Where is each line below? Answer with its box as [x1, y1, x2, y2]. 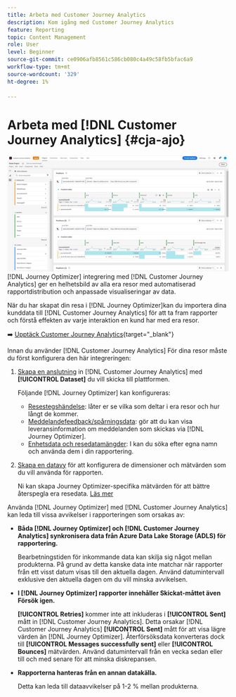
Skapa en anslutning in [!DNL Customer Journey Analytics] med [17, 367, 202, 376]
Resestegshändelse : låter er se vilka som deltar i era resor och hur [27, 402, 220, 410]
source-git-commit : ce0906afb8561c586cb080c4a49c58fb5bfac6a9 [7, 56, 193, 63]
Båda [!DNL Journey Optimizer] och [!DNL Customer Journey [17, 524, 199, 532]
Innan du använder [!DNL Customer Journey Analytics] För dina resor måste [7, 346, 228, 355]
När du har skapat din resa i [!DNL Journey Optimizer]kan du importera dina [7, 301, 227, 309]
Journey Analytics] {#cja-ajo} [7, 132, 186, 148]
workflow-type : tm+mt [7, 63, 71, 70]
